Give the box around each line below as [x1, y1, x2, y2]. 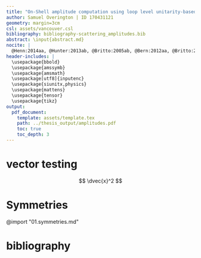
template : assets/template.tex [17, 115, 95, 121]
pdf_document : [11, 109, 47, 115]
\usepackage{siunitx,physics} [11, 82, 87, 88]
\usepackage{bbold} [11, 59, 60, 65]
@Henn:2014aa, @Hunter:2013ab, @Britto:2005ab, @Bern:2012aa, [11, 48, 170, 54]
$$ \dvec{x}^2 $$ [78, 177, 123, 184]
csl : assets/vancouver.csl [6, 25, 74, 32]
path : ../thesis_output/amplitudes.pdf [17, 121, 117, 127]
